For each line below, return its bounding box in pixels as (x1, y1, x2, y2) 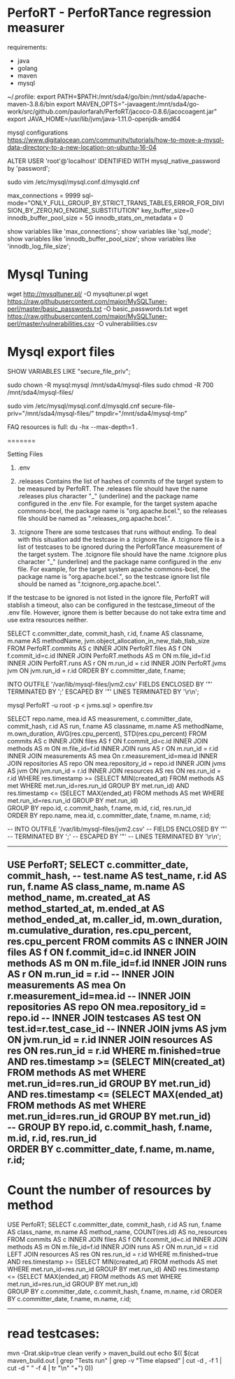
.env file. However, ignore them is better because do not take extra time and (7, 608, 226, 617)
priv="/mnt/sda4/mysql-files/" (7, 409, 94, 417)
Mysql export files (7, 344, 115, 360)
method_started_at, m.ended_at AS (7, 903, 165, 915)
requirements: (7, 43, 48, 51)
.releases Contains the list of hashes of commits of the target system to (17, 477, 224, 485)
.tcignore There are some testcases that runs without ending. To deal (17, 527, 217, 536)
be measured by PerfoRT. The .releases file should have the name (17, 484, 208, 493)
